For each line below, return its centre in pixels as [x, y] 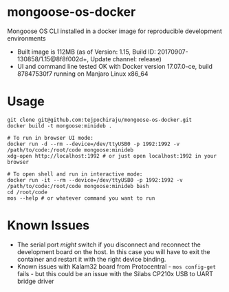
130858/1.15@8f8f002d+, [53, 59]
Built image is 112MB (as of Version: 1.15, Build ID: [86, 52]
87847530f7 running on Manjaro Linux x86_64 [83, 74]
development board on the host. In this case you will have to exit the [113, 251]
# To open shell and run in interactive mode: [75, 174]
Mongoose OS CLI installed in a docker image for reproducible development [115, 31]
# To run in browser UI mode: [51, 138]
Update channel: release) [126, 59]
